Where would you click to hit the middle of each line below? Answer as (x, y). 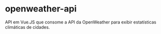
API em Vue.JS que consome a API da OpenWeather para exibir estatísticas (81, 22)
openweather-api (41, 9)
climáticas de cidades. (27, 27)
